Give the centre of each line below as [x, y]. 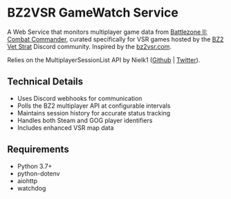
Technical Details [45, 82]
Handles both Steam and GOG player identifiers [85, 120]
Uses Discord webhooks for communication [80, 98]
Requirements [38, 150]
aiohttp [27, 180]
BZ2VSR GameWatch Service [93, 13]
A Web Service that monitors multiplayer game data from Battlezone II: [107, 32]
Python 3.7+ [35, 166]
